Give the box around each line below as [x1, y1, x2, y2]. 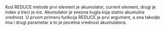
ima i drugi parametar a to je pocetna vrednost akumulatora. [5, 19, 127, 25]
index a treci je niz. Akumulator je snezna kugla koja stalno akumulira [5, 9, 145, 15]
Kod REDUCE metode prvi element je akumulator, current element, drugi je [5, 4, 156, 10]
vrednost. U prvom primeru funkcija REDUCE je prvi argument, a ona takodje [5, 15, 160, 20]
